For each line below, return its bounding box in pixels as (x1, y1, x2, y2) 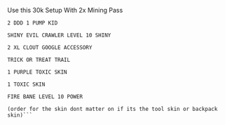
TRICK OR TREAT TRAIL (7, 56, 71, 63)
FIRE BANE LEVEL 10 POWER (7, 93, 83, 100)
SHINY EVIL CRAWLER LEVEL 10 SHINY (7, 32, 111, 39)
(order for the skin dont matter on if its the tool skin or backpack (7, 105, 218, 112)
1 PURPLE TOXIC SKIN (7, 69, 68, 76)
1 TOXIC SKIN (7, 81, 46, 88)
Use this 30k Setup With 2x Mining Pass (7, 6, 123, 14)
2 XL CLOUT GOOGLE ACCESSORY (7, 44, 93, 51)
